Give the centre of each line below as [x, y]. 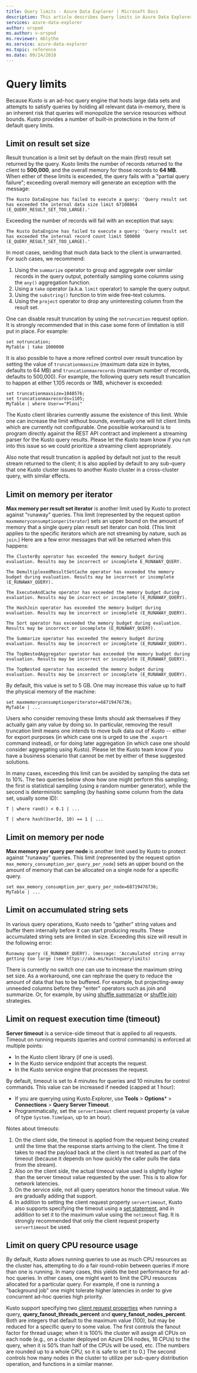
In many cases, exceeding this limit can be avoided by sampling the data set [98, 774]
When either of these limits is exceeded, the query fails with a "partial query [98, 176]
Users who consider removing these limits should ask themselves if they [93, 718]
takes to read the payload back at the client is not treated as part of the [100, 1152]
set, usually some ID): [32, 798]
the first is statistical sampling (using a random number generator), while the [98, 786]
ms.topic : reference [31, 50]
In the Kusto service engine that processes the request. [81, 1069]
